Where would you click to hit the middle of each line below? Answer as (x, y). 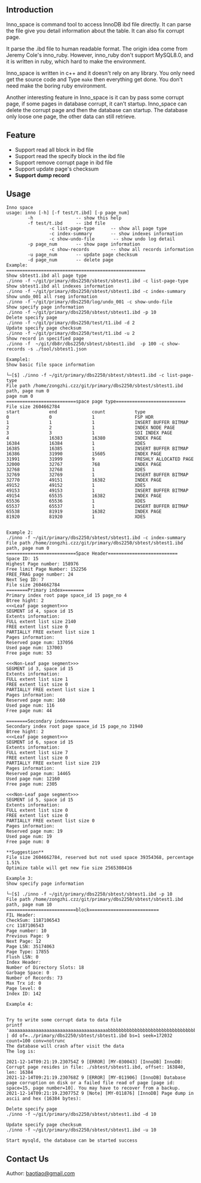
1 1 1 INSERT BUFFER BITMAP (97, 423)
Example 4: (20, 1005)
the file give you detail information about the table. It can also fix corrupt (95, 31)
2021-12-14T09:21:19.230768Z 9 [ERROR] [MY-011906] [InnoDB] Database (96, 1078)
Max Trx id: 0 (24, 984)
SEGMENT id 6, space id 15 (40, 742)
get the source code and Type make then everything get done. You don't (95, 79)
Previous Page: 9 (28, 936)
